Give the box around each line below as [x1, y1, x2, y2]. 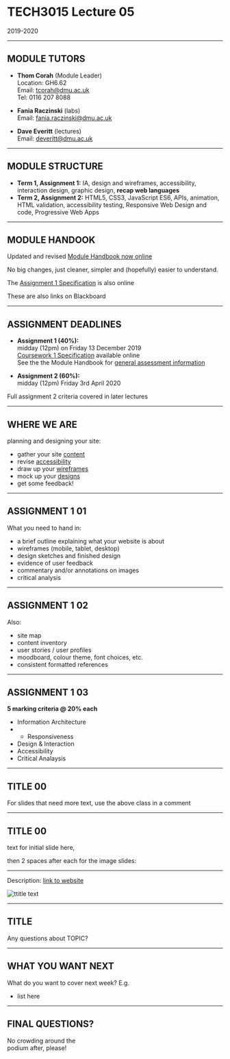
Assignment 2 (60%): [16, 372, 80, 380]
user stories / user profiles [16, 646, 92, 654]
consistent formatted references [16, 660, 108, 668]
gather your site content [16, 450, 86, 458]
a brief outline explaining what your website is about [16, 537, 165, 545]
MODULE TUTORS [7, 53, 86, 65]
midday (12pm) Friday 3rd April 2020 [16, 379, 121, 387]
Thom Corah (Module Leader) [16, 71, 103, 80]
